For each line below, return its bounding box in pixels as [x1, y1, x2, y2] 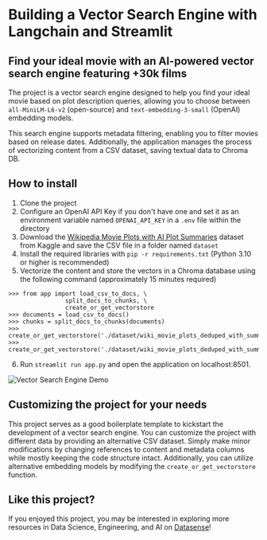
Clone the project [19, 198, 77, 208]
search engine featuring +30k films [8, 66, 188, 80]
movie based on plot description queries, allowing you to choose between [8, 96, 250, 105]
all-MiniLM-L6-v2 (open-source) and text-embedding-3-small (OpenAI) [8, 105, 241, 114]
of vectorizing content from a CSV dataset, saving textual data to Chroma [8, 146, 249, 155]
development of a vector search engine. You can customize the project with [8, 428, 257, 437]
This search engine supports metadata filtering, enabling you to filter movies [8, 129, 258, 138]
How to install [8, 177, 78, 190]
